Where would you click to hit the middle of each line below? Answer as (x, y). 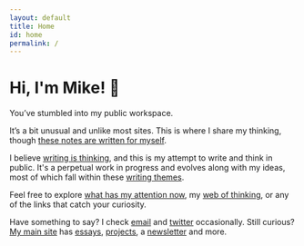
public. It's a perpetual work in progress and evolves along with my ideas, (147, 168)
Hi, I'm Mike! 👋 (65, 88)
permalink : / (34, 43)
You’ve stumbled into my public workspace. (91, 113)
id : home (26, 34)
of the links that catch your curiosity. (78, 204)
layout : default (40, 18)
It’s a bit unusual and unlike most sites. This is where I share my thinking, (146, 131)
